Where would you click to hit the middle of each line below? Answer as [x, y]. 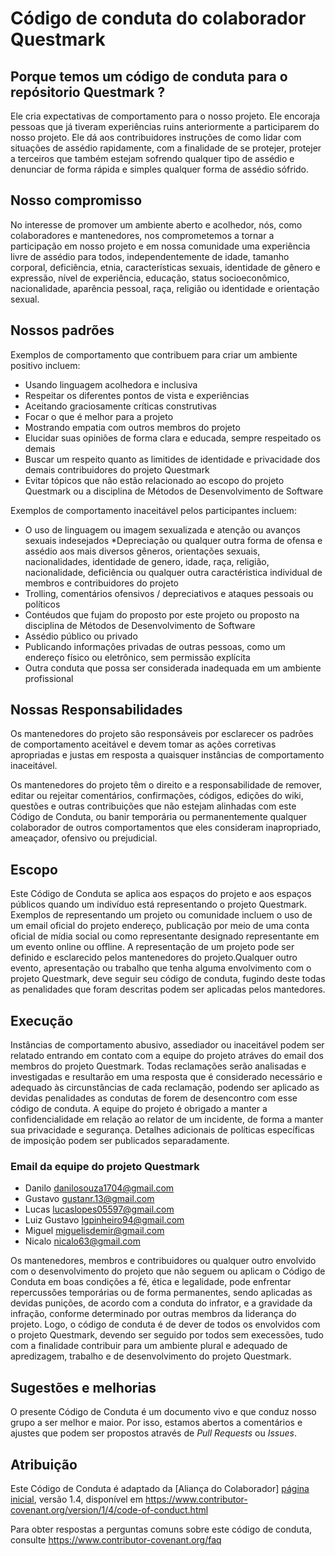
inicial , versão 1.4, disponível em [77, 1499]
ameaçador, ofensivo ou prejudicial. [84, 838]
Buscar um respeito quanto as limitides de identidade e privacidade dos [172, 459]
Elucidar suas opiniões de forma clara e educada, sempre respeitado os [173, 438]
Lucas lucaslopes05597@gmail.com [99, 1209]
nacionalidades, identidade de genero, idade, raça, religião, [147, 561]
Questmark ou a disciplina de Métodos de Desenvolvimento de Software [174, 491]
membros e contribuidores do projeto [101, 583]
